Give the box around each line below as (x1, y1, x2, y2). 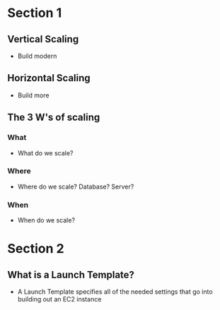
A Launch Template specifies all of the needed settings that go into (17, 287, 214, 296)
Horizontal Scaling (7, 72, 91, 84)
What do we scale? (17, 148, 74, 157)
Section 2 (7, 241, 65, 257)
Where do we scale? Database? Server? (17, 182, 134, 191)
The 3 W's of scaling (7, 112, 100, 124)
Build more (17, 90, 50, 100)
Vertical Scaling (7, 33, 79, 45)
